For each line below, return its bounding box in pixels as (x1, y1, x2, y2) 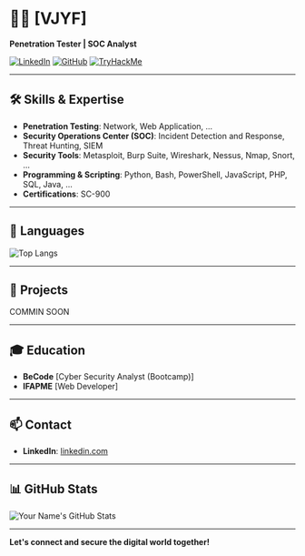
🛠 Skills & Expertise (9, 92, 124, 107)
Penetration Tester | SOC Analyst (9, 38, 138, 49)
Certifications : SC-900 (22, 188, 111, 199)
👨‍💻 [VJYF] (9, 8, 87, 29)
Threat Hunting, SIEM (22, 140, 103, 151)
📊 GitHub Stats (9, 481, 98, 497)
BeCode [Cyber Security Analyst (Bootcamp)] (22, 371, 194, 382)
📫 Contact (9, 417, 73, 432)
